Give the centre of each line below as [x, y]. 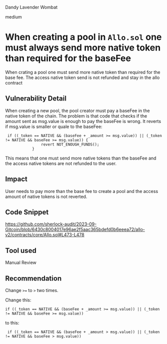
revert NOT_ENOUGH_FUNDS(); [70, 144]
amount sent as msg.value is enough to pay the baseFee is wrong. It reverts [83, 121]
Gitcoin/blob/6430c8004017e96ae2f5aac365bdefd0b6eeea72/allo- [75, 229]
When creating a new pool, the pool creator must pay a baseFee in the [77, 110]
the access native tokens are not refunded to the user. [61, 163]
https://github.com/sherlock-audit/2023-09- [51, 224]
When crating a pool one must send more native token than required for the [83, 72]
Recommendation [33, 278]
